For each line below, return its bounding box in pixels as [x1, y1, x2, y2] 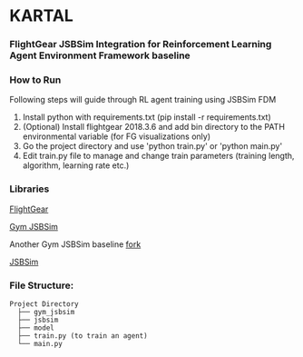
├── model [17, 323, 54, 332]
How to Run [9, 74, 62, 86]
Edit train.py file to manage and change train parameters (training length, [22, 151, 295, 162]
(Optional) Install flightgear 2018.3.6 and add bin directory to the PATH [22, 122, 286, 133]
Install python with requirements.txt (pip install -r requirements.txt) [22, 112, 272, 123]
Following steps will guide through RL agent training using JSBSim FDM [9, 94, 277, 105]
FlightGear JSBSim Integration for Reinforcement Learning [9, 38, 272, 51]
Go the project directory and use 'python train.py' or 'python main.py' [22, 141, 283, 152]
